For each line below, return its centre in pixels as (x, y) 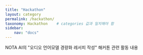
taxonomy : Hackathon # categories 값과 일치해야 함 (60, 24)
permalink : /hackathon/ (30, 19)
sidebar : (14, 28)
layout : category (23, 14)
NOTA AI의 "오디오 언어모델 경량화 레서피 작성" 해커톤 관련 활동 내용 (72, 47)
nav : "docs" (26, 33)
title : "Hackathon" (25, 10)
